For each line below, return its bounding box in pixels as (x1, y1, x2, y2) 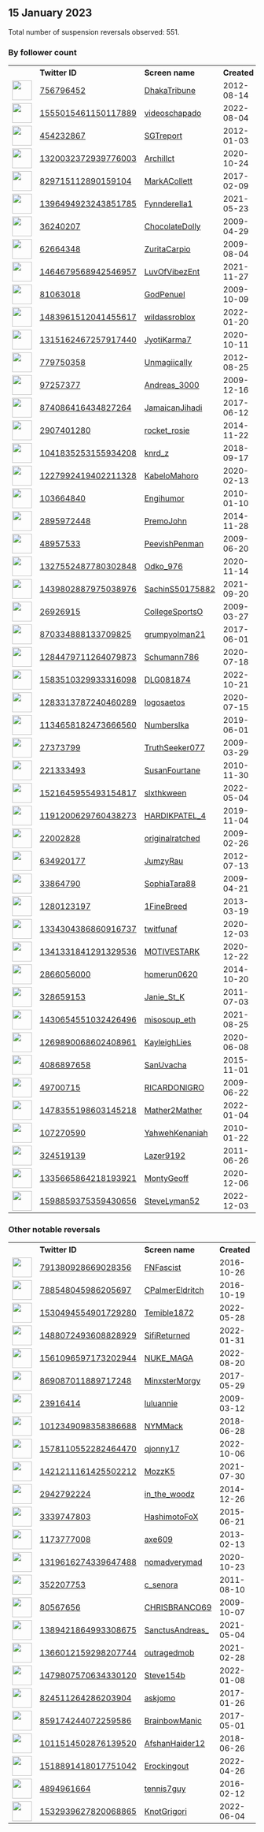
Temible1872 (144, 1308, 194, 1319)
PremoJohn (144, 516, 187, 527)
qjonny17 (144, 1443, 180, 1454)
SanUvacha (144, 1059, 187, 1071)
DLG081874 (144, 674, 191, 685)
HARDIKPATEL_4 (144, 810, 207, 821)
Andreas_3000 (144, 380, 200, 391)
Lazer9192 (144, 1150, 186, 1161)
